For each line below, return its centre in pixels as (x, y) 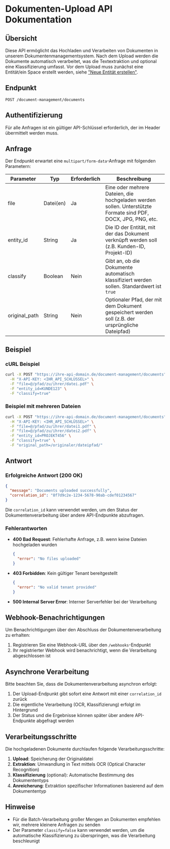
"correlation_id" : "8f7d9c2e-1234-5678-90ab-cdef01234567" (73, 495)
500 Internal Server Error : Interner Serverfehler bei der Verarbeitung (84, 601)
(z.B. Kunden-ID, (125, 247)
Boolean (53, 276)
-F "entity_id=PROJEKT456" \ (40, 436)
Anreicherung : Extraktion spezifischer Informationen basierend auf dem (88, 786)
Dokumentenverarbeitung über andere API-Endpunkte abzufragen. (75, 515)
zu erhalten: (18, 635)
